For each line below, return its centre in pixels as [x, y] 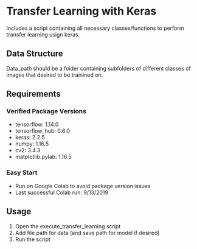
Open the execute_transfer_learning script [68, 226]
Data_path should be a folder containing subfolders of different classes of [99, 68]
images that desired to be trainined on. [55, 75]
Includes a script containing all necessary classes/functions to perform [95, 28]
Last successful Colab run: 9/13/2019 [61, 192]
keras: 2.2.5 [30, 138]
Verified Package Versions [47, 111]
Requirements [33, 94]
